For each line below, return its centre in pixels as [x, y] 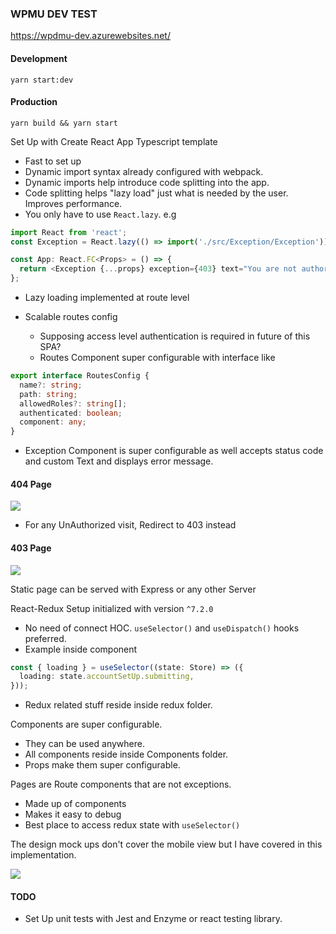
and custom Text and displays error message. [119, 461]
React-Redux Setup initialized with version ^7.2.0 [112, 608]
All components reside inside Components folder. [126, 754]
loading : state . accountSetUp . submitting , [107, 677]
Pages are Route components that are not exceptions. [121, 784]
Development [39, 58]
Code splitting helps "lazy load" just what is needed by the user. [156, 193]
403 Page [31, 548]
